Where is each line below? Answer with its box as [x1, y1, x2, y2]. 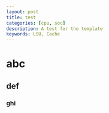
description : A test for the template [6, 25, 103, 32]
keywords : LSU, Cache [6, 31, 60, 37]
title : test [6, 14, 36, 20]
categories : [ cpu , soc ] [6, 20, 66, 26]
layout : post [6, 8, 39, 15]
